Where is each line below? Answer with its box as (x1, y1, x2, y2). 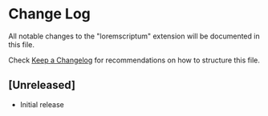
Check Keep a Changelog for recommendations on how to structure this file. (8, 55, 261, 65)
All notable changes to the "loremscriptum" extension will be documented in (8, 31, 260, 41)
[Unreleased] (8, 78, 76, 92)
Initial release (19, 99, 64, 109)
